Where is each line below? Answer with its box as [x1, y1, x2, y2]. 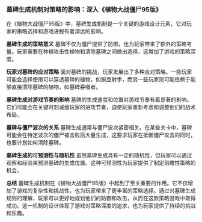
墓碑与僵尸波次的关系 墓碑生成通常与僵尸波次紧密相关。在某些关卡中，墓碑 [6, 124, 192, 131]
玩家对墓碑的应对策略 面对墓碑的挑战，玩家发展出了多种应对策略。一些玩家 [6, 68, 192, 76]
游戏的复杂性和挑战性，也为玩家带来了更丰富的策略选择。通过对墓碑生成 [16, 187, 196, 194]
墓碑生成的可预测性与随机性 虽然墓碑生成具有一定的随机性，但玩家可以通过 [6, 152, 192, 159]
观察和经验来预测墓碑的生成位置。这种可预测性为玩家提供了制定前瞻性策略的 [6, 159, 196, 167]
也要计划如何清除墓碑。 [6, 139, 64, 146]
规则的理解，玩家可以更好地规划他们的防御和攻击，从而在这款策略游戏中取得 [6, 194, 196, 202]
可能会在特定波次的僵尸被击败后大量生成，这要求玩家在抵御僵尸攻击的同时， [6, 131, 196, 139]
